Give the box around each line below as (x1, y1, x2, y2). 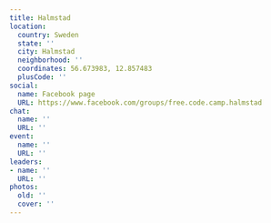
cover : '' (17, 199, 55, 209)
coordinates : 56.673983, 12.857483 (17, 65, 153, 74)
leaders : (9, 157, 43, 167)
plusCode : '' (17, 73, 67, 82)
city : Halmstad (17, 47, 75, 56)
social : (9, 81, 39, 90)
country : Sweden (17, 30, 79, 39)
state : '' (17, 38, 55, 48)
